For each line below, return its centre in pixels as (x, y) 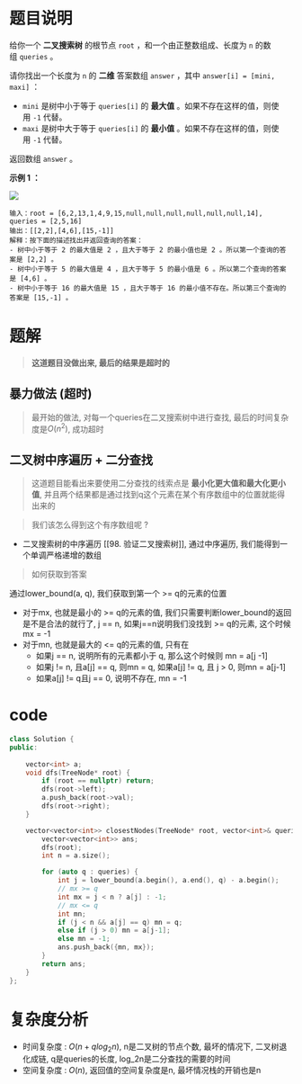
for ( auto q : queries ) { (90, 872)
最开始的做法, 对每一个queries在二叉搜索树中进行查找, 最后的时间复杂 (160, 417)
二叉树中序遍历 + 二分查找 (81, 460)
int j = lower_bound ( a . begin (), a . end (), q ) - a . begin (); (168, 881)
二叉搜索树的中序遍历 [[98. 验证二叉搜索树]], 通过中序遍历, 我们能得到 (151, 544)
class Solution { (42, 739)
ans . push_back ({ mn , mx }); (106, 947)
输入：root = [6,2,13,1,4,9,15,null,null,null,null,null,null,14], (136, 213)
